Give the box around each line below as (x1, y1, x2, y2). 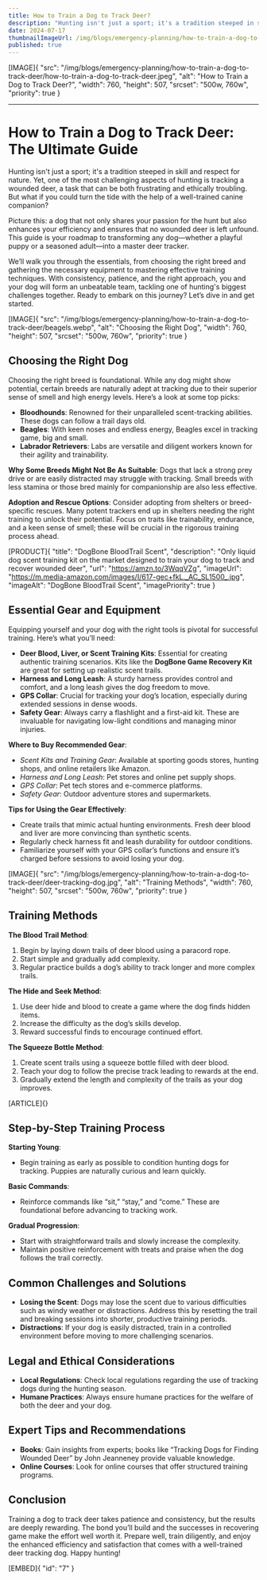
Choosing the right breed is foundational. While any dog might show (8, 375, 231, 385)
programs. (19, 1470, 54, 1479)
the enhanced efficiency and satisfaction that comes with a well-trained (8, 1539, 243, 1549)
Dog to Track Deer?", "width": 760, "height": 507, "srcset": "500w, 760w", (8, 80, 249, 90)
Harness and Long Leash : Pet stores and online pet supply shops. (19, 772, 237, 781)
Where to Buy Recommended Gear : (8, 740, 127, 749)
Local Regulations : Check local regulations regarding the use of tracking (19, 1375, 258, 1384)
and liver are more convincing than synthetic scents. (19, 828, 192, 838)
